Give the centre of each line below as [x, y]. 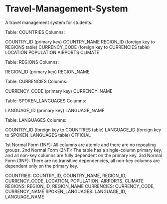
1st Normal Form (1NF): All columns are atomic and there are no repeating [81, 145]
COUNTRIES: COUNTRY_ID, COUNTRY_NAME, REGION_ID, [66, 176]
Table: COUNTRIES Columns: [35, 32]
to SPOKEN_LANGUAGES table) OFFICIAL [48, 135]
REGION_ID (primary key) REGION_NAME [47, 72]
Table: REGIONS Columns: [32, 62]
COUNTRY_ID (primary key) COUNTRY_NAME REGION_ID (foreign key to [80, 42]
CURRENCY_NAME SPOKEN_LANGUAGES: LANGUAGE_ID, [66, 191]
